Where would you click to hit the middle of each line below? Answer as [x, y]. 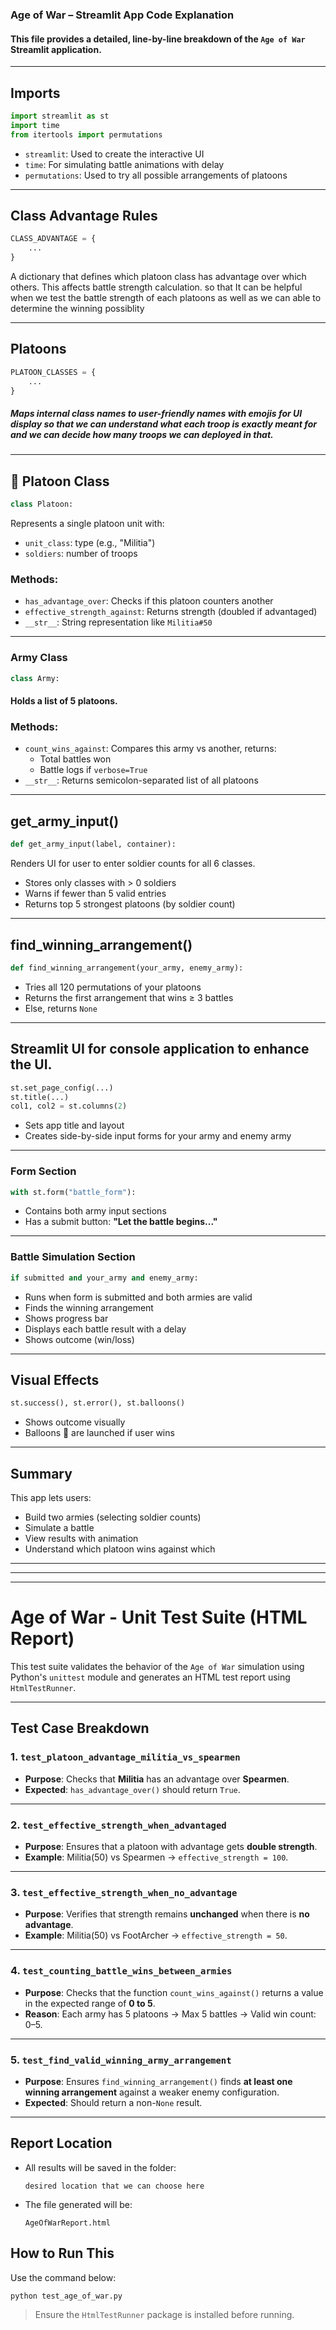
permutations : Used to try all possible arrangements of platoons [156, 175]
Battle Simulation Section [73, 1257]
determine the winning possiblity [77, 308]
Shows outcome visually [75, 1422]
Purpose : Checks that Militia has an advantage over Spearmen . [157, 1779]
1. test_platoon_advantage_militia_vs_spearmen [125, 1757]
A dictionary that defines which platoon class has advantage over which [158, 276]
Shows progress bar [66, 1318]
